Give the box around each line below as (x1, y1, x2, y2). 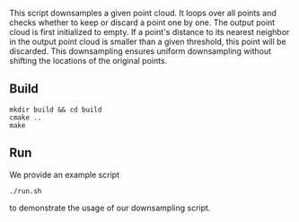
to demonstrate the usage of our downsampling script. (9, 202, 211, 213)
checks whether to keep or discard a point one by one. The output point (9, 17, 276, 28)
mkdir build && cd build (9, 105, 102, 114)
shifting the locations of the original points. (9, 56, 168, 66)
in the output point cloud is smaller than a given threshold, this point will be (9, 36, 287, 47)
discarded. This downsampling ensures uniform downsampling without (9, 46, 272, 57)
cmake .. (9, 112, 42, 122)
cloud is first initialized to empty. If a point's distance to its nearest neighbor (9, 27, 290, 37)
